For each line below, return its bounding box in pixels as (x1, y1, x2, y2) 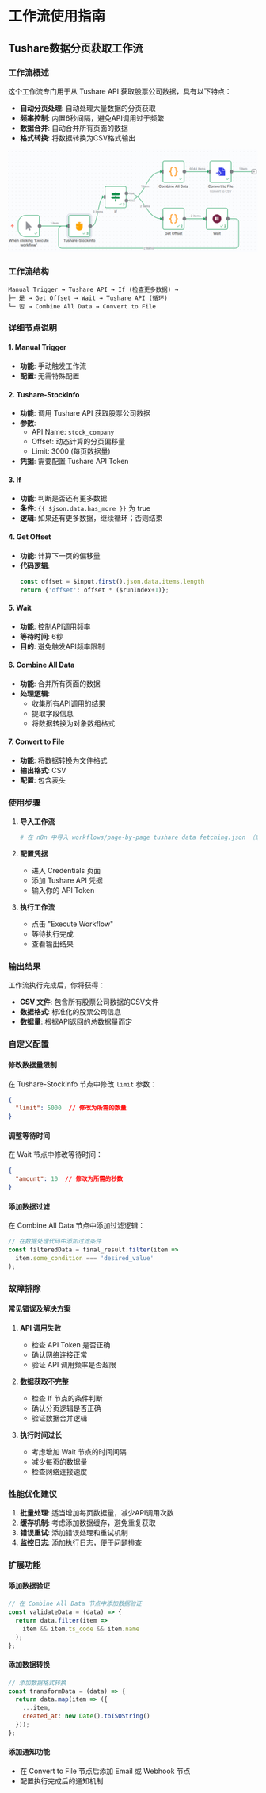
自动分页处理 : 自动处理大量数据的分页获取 (19, 103, 156, 113)
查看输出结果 (31, 939, 74, 948)
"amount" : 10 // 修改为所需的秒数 (15, 1175, 123, 1183)
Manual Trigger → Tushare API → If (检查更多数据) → (8, 285, 179, 293)
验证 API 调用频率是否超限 (31, 1359, 116, 1369)
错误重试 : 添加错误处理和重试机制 (19, 1528, 128, 1538)
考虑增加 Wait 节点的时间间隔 (31, 1446, 127, 1456)
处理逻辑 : (19, 688, 50, 698)
